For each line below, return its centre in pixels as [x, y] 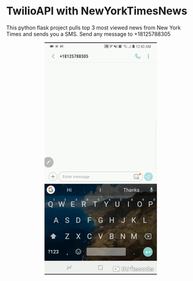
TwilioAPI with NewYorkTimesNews [97, 11]
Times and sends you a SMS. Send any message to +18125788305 [88, 34]
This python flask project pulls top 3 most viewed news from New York [94, 28]
